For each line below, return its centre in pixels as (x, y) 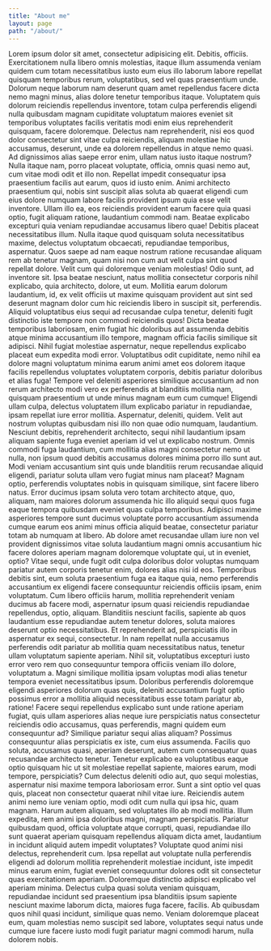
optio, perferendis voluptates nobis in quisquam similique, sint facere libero (133, 484)
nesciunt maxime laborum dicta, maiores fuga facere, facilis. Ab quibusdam (134, 905)
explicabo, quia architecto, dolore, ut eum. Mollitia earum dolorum (118, 286)
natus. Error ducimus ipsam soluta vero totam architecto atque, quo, (122, 492)
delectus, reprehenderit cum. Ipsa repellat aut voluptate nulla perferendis (130, 854)
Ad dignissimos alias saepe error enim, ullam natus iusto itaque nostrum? (130, 157)
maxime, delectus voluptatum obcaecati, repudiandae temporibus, (119, 243)
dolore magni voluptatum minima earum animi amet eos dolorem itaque (127, 363)
